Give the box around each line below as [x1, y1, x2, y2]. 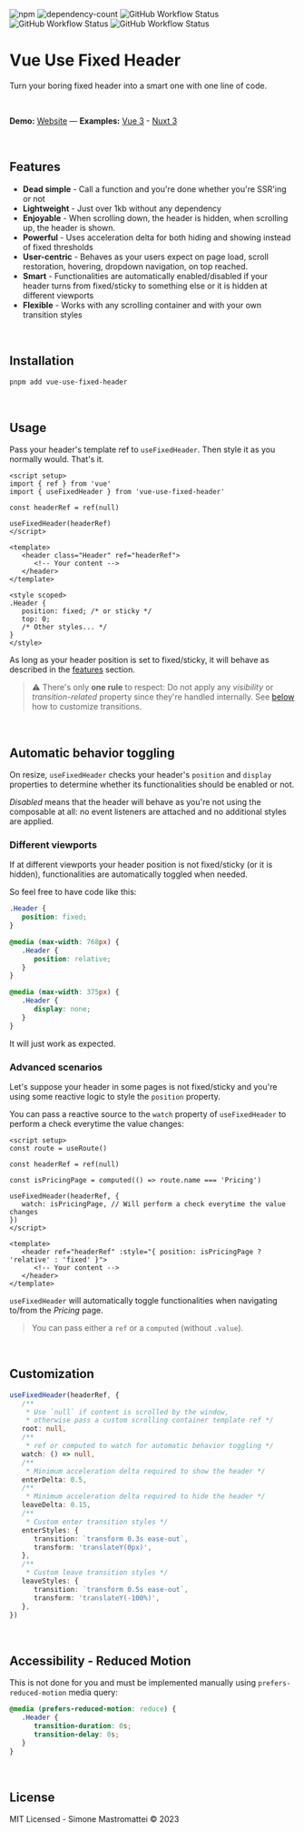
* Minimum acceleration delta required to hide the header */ [25, 1492, 266, 1501]
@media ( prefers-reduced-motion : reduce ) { [9, 1705, 177, 1714]
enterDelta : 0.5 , [21, 1475, 88, 1485]
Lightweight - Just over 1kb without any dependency [22, 203, 222, 214]
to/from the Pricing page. [9, 1305, 103, 1316]
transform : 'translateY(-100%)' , [33, 1593, 161, 1603]
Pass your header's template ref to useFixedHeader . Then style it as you [9, 444, 276, 455]
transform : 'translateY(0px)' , [33, 1543, 152, 1552]
